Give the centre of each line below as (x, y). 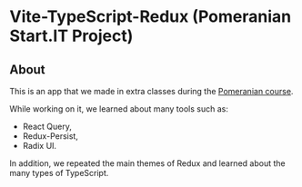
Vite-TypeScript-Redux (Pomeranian (151, 17)
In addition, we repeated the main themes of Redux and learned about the (147, 163)
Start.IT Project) (71, 36)
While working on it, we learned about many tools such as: (119, 109)
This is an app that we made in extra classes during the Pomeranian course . (151, 91)
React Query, (47, 126)
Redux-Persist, (50, 136)
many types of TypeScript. (59, 173)
